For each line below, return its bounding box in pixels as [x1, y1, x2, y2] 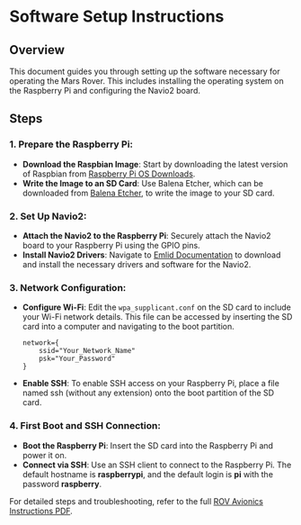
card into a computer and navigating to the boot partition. [22, 321, 235, 332]
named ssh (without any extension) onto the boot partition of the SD [22, 387, 275, 398]
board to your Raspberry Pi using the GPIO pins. [22, 240, 200, 250]
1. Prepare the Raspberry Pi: [9, 138, 133, 150]
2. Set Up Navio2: [9, 210, 87, 222]
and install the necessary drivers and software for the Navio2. [22, 258, 252, 269]
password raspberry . [22, 478, 102, 489]
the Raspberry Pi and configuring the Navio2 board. [9, 86, 200, 95]
